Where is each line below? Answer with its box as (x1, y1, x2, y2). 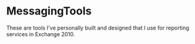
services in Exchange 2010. (6, 30, 75, 37)
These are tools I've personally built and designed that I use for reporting (6, 24, 190, 31)
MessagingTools (6, 4, 92, 18)
